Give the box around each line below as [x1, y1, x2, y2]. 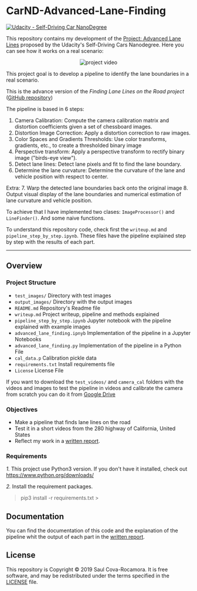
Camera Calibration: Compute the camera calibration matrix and [14, 116, 169, 124]
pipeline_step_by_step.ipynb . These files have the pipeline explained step [6, 232, 186, 239]
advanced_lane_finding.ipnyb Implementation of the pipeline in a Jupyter [14, 329, 191, 336]
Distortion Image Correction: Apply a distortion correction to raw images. [14, 129, 191, 136]
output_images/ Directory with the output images [14, 298, 133, 305]
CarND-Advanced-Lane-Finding [6, 4, 166, 18]
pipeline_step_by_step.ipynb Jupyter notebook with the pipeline [14, 317, 172, 324]
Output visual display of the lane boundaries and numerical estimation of [6, 190, 182, 197]
